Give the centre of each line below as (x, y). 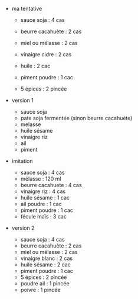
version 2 (23, 228)
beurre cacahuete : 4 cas (51, 185)
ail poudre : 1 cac (41, 204)
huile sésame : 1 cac (45, 197)
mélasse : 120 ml (41, 179)
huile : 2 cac (35, 66)
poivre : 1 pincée (40, 290)
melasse (31, 124)
